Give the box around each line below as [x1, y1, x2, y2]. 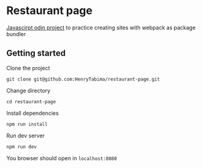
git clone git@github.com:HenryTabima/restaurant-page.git [6, 76, 160, 82]
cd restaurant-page [6, 98, 56, 104]
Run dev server [6, 132, 45, 139]
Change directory [6, 87, 51, 94]
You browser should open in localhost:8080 [6, 154, 118, 162]
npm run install [6, 121, 48, 127]
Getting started [6, 48, 66, 59]
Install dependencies [6, 109, 59, 117]
